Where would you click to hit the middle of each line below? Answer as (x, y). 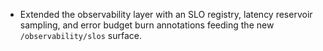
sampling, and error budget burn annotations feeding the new (147, 25)
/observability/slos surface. (80, 35)
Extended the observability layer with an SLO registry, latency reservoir (166, 14)
